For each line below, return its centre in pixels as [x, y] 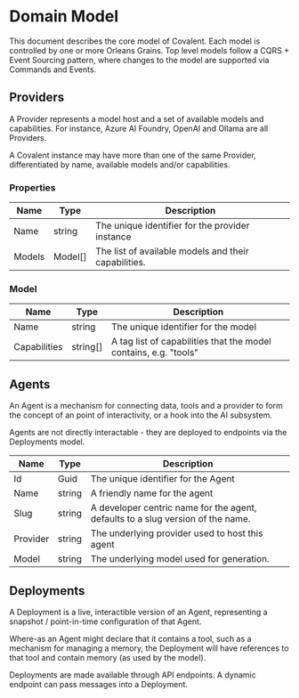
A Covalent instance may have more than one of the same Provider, [133, 155]
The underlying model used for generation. [180, 559]
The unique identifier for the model [183, 327]
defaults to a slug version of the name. [170, 519]
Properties [32, 187]
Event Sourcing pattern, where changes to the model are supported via [139, 60]
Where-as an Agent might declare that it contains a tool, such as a [130, 638]
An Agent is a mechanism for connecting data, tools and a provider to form [146, 406]
